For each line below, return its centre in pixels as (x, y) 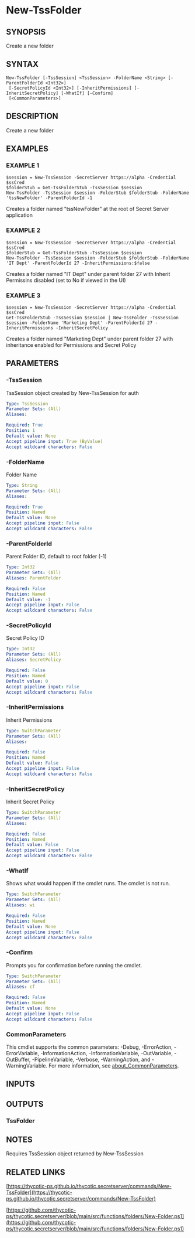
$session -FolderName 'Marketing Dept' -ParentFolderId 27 (79, 323)
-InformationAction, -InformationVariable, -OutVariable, (107, 1053)
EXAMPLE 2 (23, 230)
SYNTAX (22, 64)
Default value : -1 (28, 599)
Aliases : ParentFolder (34, 578)
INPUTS (20, 1084)
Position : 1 (20, 431)
